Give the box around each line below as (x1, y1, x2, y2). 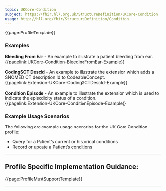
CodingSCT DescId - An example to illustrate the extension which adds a (5, 69, 154, 75)
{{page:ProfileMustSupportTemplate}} (5, 176, 83, 182)
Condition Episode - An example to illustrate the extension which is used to (5, 90, 159, 96)
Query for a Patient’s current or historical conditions (12, 138, 118, 144)
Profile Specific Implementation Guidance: (5, 163, 139, 171)
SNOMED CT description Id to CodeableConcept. (5, 74, 105, 80)
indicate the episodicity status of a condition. (5, 95, 97, 101)
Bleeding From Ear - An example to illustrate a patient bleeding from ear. (5, 53, 153, 59)
